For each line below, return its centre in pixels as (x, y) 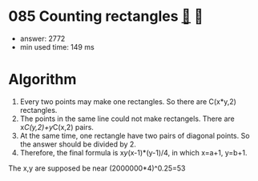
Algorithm (42, 80)
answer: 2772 (42, 38)
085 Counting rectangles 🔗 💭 (106, 16)
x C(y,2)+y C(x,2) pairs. (57, 127)
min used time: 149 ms (57, 46)
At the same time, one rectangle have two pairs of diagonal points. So (135, 135)
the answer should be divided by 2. (78, 144)
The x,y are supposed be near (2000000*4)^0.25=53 (97, 168)
